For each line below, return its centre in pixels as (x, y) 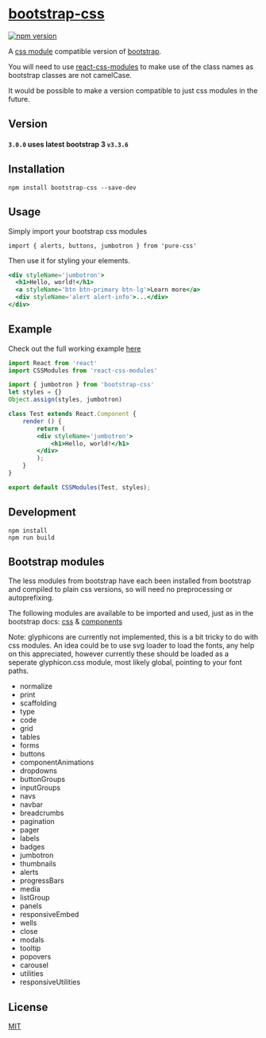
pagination (37, 822)
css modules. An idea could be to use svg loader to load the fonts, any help (131, 646)
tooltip (30, 948)
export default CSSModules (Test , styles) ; (79, 487)
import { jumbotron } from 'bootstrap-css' (81, 385)
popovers (35, 957)
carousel (34, 965)
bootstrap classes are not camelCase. (70, 75)
